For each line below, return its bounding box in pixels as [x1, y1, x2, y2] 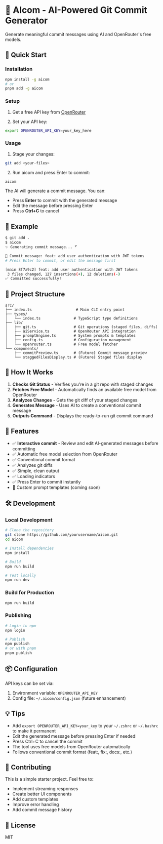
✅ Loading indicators [12, 473, 55, 479]
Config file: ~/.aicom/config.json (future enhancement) [12, 695, 126, 701]
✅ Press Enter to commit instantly [12, 479, 81, 484]
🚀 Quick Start [5, 51, 47, 59]
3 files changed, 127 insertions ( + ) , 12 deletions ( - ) [7, 272, 121, 277]
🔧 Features [5, 427, 39, 436]
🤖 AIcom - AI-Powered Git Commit [5, 4, 147, 16]
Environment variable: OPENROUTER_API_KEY [12, 690, 98, 696]
